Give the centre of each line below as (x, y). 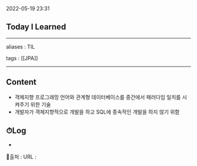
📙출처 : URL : (21, 157)
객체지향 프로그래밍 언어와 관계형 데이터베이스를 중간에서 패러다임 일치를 (98, 97)
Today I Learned (36, 27)
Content (21, 82)
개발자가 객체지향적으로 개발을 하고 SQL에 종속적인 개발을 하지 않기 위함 (97, 112)
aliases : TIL (21, 47)
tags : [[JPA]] (22, 58)
